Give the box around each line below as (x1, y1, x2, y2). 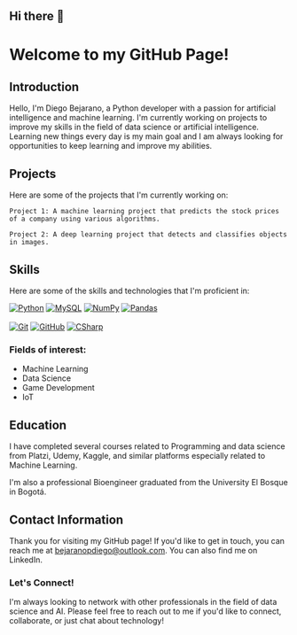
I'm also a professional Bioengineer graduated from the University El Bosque (9, 477, 288, 488)
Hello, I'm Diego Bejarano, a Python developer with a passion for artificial (9, 103, 277, 113)
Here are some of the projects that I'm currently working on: (9, 190, 229, 200)
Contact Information (9, 512, 124, 527)
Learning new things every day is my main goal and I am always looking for (9, 131, 284, 142)
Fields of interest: (9, 343, 87, 355)
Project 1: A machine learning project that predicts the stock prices (9, 207, 279, 216)
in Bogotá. (9, 486, 47, 497)
